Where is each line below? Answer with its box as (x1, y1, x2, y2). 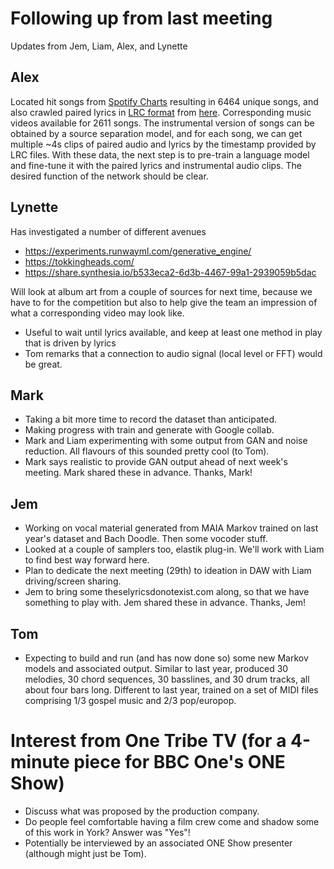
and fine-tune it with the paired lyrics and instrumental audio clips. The (10, 159, 302, 171)
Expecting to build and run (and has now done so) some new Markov (24, 652, 309, 664)
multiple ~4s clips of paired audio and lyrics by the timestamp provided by (10, 138, 317, 150)
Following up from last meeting (10, 7, 273, 30)
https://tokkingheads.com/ (24, 255, 135, 267)
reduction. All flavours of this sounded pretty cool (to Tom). (24, 445, 270, 457)
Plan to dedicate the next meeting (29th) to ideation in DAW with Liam (24, 565, 312, 577)
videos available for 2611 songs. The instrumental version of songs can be (10, 117, 315, 129)
